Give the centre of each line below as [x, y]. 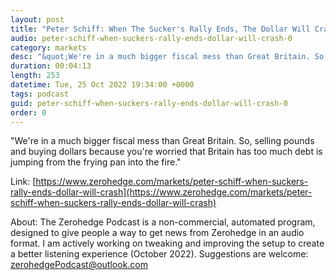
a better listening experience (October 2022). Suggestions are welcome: [159, 254]
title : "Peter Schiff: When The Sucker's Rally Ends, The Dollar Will [160, 29]
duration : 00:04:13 [51, 66]
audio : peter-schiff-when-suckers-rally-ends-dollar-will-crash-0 [151, 38]
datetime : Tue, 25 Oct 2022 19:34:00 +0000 [102, 85]
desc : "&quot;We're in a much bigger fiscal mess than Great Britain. [160, 57]
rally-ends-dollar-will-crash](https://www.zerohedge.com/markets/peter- [161, 192]
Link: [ [23, 182]
